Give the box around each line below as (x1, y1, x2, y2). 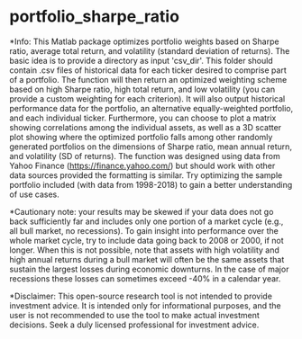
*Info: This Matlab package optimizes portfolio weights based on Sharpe (9, 36, 279, 47)
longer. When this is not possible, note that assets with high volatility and (9, 245, 279, 255)
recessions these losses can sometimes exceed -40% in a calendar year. (9, 272, 281, 284)
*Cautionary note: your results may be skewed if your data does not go (9, 206, 274, 217)
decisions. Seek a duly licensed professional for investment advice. (9, 319, 260, 330)
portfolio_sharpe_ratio (9, 6, 180, 27)
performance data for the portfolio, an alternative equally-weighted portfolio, (9, 103, 294, 113)
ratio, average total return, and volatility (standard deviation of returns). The (9, 45, 290, 56)
